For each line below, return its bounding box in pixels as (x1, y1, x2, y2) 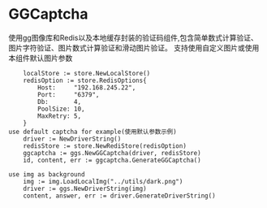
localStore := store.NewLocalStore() (23, 69, 151, 77)
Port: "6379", (37, 90, 100, 98)
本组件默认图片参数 (8, 53, 73, 63)
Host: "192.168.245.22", (37, 83, 136, 92)
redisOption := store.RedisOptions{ (23, 76, 148, 84)
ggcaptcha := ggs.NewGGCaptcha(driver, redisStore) (23, 149, 201, 157)
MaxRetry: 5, (37, 111, 82, 120)
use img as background (8, 170, 85, 179)
